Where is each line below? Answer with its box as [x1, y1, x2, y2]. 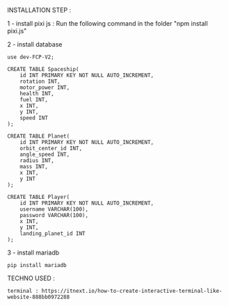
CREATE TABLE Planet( [7, 133, 70, 140]
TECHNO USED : [7, 274, 56, 282]
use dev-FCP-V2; [7, 54, 54, 61]
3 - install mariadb [7, 248, 60, 257]
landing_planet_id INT [19, 230, 86, 237]
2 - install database [7, 40, 63, 48]
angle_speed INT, [19, 151, 70, 158]
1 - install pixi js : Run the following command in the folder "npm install [7, 19, 208, 27]
